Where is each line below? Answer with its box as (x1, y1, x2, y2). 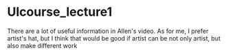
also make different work (7, 41, 78, 49)
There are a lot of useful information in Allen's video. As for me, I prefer (7, 27, 209, 35)
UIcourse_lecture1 (7, 4, 113, 20)
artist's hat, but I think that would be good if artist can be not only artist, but (7, 34, 221, 42)
